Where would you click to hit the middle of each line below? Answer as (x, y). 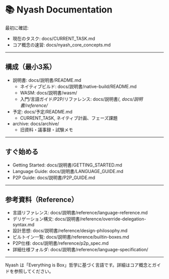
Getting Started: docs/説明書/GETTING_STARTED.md (67, 165)
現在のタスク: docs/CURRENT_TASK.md (54, 38)
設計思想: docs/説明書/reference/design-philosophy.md (70, 231)
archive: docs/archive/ (36, 124)
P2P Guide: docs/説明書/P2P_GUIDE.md (54, 178)
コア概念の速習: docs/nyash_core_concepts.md (62, 45)
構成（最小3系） (31, 67)
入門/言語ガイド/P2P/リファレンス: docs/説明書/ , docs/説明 (81, 99)
